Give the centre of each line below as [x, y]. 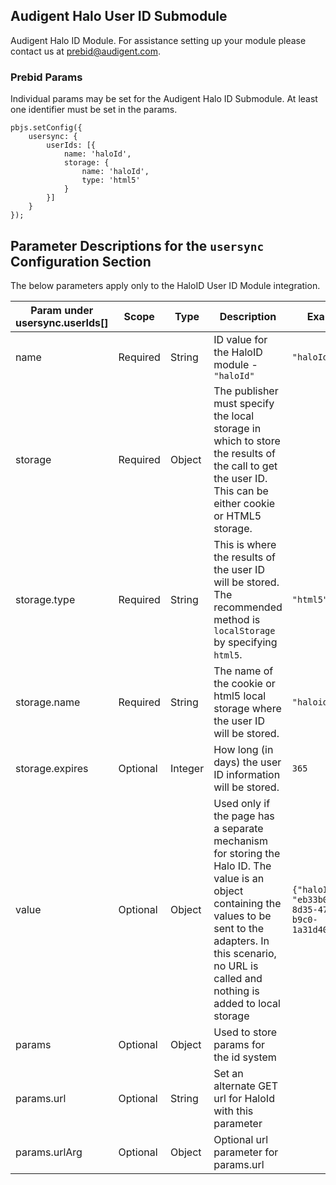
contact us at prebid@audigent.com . [85, 51]
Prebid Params [46, 77]
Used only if [242, 803]
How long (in [243, 749]
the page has [244, 816]
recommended [248, 607]
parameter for [246, 1152]
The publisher [246, 391]
